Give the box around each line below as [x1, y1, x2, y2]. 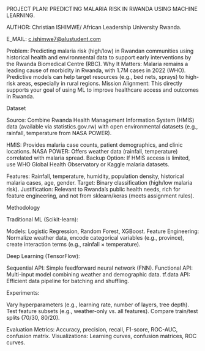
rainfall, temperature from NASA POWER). [6, 130, 112, 136]
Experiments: [6, 289, 40, 296]
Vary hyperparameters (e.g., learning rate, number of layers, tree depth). [6, 301, 190, 308]
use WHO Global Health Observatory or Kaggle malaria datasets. [6, 161, 170, 168]
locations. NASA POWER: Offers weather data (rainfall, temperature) [6, 148, 178, 155]
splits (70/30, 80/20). [6, 314, 60, 321]
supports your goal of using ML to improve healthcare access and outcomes [6, 86, 199, 94]
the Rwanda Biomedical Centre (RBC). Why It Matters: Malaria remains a [6, 61, 188, 67]
